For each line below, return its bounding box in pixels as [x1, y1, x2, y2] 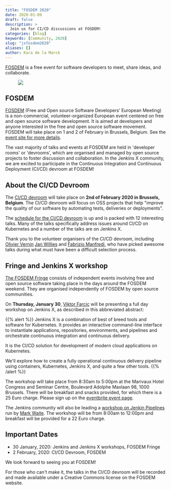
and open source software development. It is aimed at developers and [5, 118, 152, 124]
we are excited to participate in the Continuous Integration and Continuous [5, 161, 162, 167]
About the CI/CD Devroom [5, 180, 90, 189]
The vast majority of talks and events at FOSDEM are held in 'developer [5, 144, 155, 150]
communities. [5, 291, 34, 297]
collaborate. [5, 69, 31, 75]
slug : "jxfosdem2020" [5, 41, 51, 46]
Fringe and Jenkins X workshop [5, 261, 108, 270]
